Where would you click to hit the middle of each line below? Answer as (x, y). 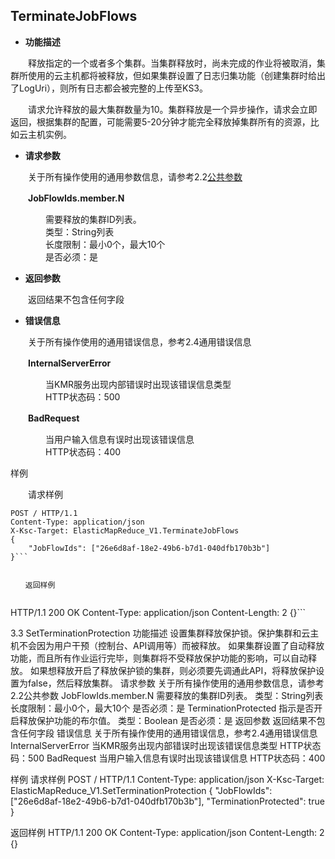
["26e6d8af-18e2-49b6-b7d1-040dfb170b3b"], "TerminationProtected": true (167, 801)
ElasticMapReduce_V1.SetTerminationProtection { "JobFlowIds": (141, 790)
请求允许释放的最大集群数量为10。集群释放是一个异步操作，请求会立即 (172, 109)
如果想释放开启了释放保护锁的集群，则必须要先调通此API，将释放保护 (173, 670)
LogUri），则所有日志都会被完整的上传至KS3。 (113, 88)
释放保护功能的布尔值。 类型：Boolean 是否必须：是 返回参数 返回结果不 (167, 720)
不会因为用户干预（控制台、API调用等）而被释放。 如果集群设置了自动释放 (171, 645)
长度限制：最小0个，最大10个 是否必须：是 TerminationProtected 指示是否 (162, 708)
